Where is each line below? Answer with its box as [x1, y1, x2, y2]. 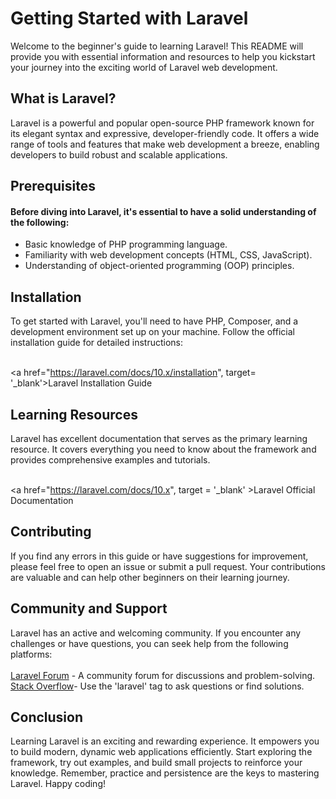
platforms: [10, 648, 53, 660]
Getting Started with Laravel [10, 7, 249, 30]
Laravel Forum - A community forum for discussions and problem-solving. [10, 669, 316, 681]
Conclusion [10, 708, 84, 726]
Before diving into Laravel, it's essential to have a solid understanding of [10, 205, 317, 217]
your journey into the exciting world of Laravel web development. [10, 61, 278, 73]
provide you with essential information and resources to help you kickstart [10, 50, 316, 62]
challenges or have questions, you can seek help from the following [10, 637, 289, 649]
